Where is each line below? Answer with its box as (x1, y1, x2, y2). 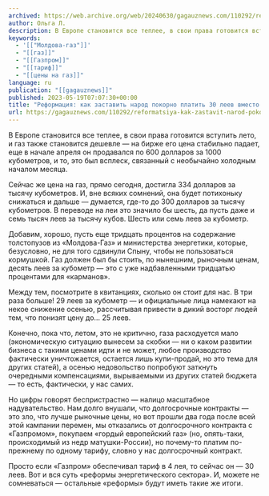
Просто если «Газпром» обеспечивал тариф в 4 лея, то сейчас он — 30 (8, 462, 255, 470)
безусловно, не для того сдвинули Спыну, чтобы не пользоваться (8, 246, 234, 256)
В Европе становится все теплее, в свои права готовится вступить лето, (8, 130, 257, 140)
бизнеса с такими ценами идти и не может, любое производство (8, 346, 231, 354)
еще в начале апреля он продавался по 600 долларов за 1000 (8, 147, 222, 157)
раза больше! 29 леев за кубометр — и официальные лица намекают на (8, 296, 256, 305)
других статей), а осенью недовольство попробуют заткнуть (8, 362, 218, 372)
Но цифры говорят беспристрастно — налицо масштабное (8, 395, 210, 404)
